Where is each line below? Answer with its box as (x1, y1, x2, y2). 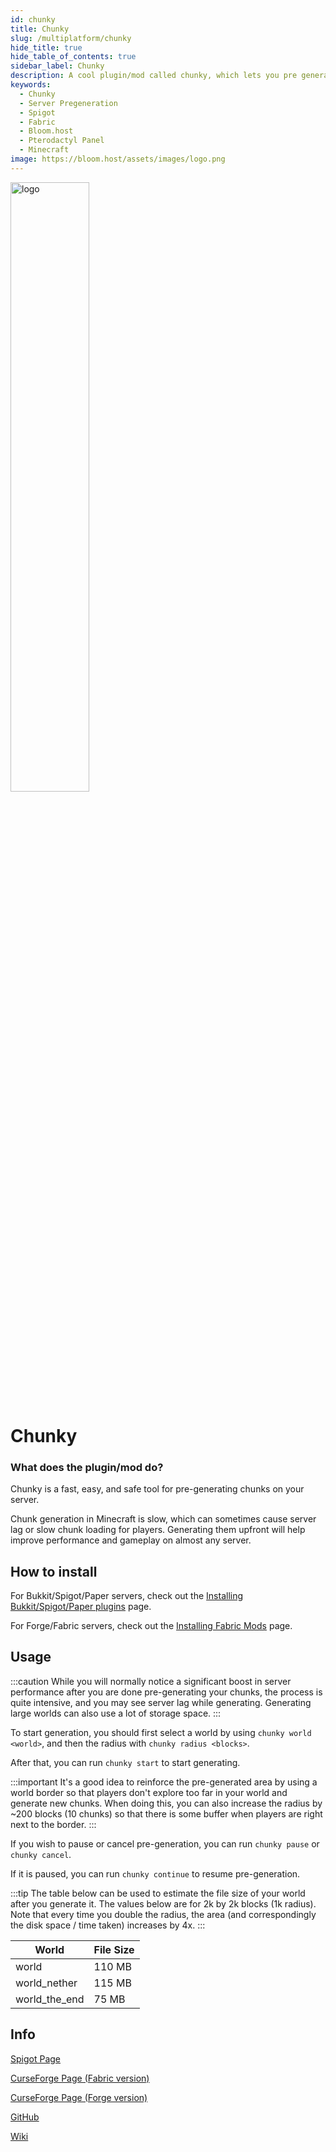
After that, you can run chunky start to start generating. (10, 1756, 241, 1768)
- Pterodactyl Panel (19, 136, 105, 146)
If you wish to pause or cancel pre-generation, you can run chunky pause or (10, 1837, 320, 1850)
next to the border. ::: (10, 1818, 97, 1830)
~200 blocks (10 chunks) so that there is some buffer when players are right (10, 1807, 323, 1820)
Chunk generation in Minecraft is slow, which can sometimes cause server (10, 1513, 317, 1525)
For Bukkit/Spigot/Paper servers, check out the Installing (10, 1590, 244, 1602)
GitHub (10, 2111, 40, 2123)
